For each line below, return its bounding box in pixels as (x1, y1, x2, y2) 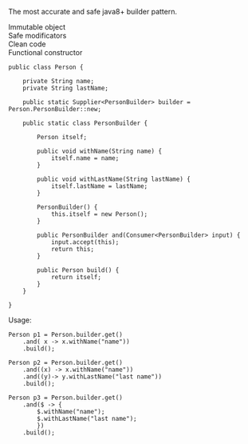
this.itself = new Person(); (50, 210, 148, 218)
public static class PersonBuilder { (22, 119, 148, 127)
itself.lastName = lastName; (50, 182, 148, 190)
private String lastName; (22, 84, 109, 92)
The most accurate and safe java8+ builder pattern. (8, 7, 178, 16)
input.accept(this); (50, 238, 120, 246)
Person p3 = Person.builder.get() (8, 394, 124, 402)
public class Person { (8, 63, 84, 71)
